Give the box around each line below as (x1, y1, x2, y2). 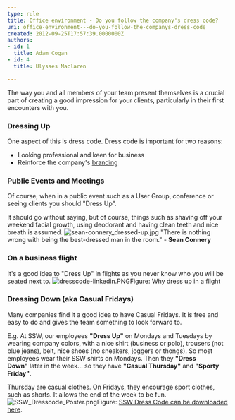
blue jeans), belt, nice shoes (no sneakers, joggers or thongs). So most (7, 347, 213, 355)
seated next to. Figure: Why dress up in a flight (7, 277, 221, 285)
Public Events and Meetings (7, 176, 105, 186)
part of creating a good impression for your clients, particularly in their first (7, 96, 224, 104)
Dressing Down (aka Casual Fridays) (7, 294, 134, 304)
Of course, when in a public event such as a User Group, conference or (7, 192, 214, 200)
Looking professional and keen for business (17, 150, 145, 159)
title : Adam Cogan (13, 50, 68, 57)
